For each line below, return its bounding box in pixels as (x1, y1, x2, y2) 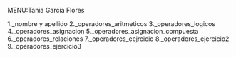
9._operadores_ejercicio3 (7, 42, 82, 50)
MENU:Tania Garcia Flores (7, 6, 85, 14)
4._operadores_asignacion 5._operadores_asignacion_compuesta (7, 27, 199, 35)
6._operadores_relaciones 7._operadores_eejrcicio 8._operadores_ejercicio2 (7, 34, 230, 43)
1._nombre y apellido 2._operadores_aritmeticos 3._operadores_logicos (7, 20, 216, 27)
